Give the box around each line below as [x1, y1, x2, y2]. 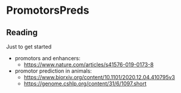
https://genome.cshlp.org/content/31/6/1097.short [23, 80, 147, 87]
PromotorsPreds [6, 4, 90, 17]
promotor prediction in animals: [14, 67, 92, 75]
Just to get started [6, 43, 52, 50]
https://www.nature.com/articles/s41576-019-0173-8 [23, 61, 154, 68]
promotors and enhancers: [14, 55, 81, 61]
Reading [6, 27, 38, 38]
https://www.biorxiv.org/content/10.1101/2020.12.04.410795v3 [23, 74, 175, 80]
